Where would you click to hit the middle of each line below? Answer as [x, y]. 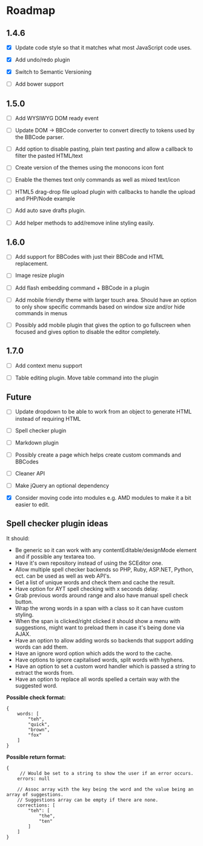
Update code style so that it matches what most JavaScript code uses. [103, 47]
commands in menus [41, 313]
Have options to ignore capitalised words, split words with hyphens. [100, 660]
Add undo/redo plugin [42, 60]
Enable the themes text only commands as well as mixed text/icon [97, 180]
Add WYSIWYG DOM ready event [57, 118]
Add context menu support [49, 366]
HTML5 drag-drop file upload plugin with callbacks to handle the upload [105, 192]
